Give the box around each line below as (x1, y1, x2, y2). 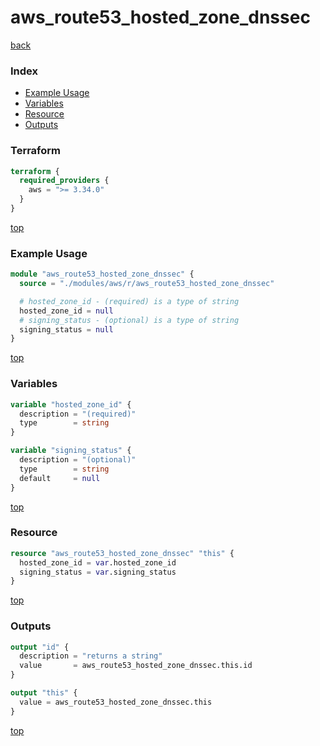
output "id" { (10, 642, 70, 652)
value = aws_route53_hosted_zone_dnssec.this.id (19, 661, 253, 671)
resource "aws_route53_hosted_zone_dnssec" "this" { (10, 548, 235, 558)
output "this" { (10, 688, 78, 698)
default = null (19, 473, 101, 483)
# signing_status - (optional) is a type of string (19, 315, 240, 325)
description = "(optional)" (19, 455, 137, 465)
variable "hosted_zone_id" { (10, 399, 132, 410)
